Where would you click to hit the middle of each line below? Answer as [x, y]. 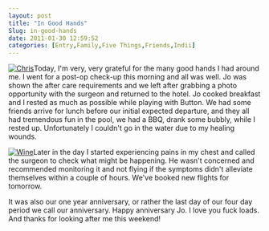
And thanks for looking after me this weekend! [85, 219]
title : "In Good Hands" [48, 23]
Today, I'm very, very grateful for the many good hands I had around [146, 68]
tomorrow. [25, 186]
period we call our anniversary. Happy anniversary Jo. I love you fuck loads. [134, 210]
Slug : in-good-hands [43, 30]
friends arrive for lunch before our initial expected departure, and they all [129, 111]
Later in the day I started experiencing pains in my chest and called [144, 152]
